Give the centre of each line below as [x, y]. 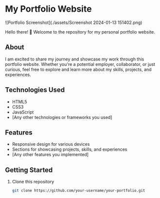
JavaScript [23, 112]
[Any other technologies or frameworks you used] [62, 117]
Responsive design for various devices [51, 144]
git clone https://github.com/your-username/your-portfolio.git [79, 191]
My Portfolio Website [48, 9]
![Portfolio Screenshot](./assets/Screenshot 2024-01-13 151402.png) [74, 22]
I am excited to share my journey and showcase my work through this [75, 59]
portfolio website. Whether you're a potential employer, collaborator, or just [80, 64]
